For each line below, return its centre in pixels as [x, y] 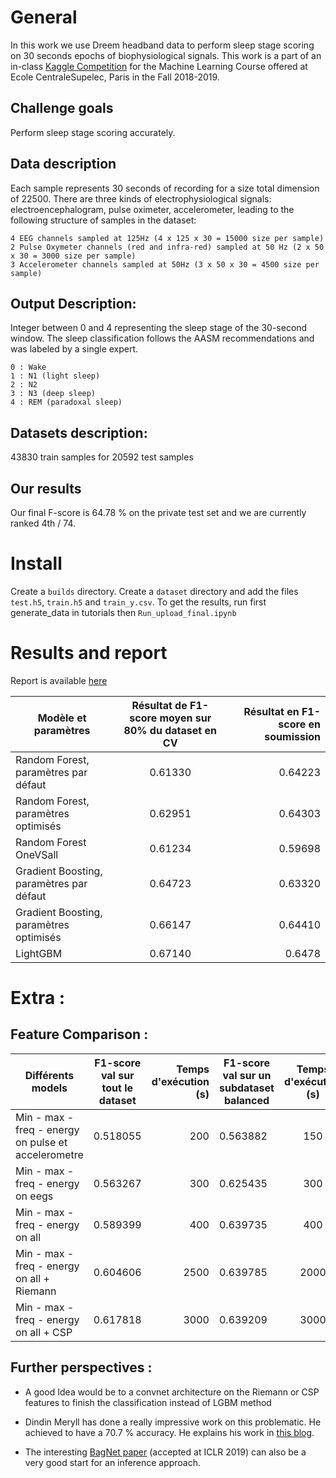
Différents [49, 1075]
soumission [292, 736]
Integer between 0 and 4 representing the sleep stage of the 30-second [159, 328]
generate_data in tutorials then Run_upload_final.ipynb [123, 612]
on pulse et [41, 1142]
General [44, 17]
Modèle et [62, 718]
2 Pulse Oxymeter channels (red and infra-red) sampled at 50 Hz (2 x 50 [167, 247]
